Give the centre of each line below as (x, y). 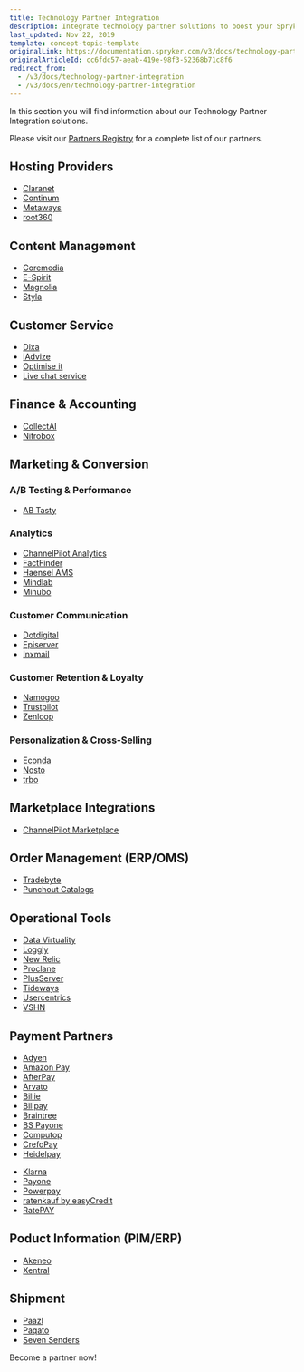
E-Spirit (37, 277)
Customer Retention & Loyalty (77, 678)
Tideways (41, 988)
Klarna (35, 1172)
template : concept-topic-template (75, 43)
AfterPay (39, 1077)
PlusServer (43, 978)
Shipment (38, 1299)
